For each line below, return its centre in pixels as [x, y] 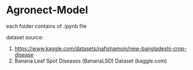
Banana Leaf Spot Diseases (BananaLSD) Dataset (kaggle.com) [91, 61]
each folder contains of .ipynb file [47, 26]
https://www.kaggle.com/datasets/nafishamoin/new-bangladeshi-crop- [101, 48]
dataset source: [25, 37]
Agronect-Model [47, 10]
